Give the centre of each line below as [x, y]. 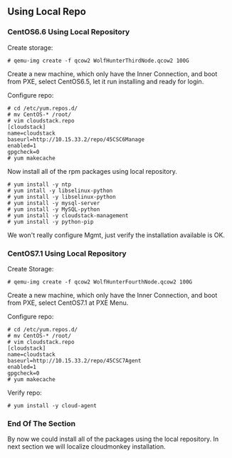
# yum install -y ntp [39, 184]
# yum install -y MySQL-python [54, 209]
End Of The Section [42, 423]
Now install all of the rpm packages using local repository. [93, 171]
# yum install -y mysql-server [54, 203]
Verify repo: [25, 392]
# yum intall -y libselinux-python [60, 191]
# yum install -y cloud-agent [52, 405]
